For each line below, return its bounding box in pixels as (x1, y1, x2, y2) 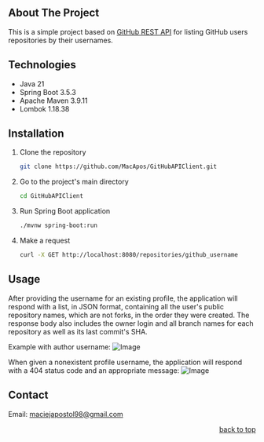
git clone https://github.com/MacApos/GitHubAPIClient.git (19, 163, 218, 171)
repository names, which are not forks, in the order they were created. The (8, 310, 250, 320)
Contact (8, 389, 49, 402)
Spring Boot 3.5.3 (19, 87, 76, 97)
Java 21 (19, 79, 45, 89)
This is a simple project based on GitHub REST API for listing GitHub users (8, 27, 248, 36)
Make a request (19, 236, 71, 246)
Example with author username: (8, 342, 112, 352)
